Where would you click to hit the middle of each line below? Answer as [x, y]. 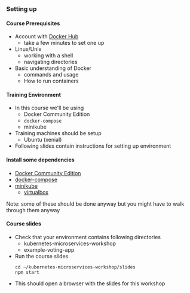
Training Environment [34, 94]
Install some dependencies [40, 160]
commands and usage [51, 75]
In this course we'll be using [49, 108]
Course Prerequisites [33, 23]
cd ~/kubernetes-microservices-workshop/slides [75, 267]
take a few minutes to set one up [64, 43]
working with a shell [48, 56]
